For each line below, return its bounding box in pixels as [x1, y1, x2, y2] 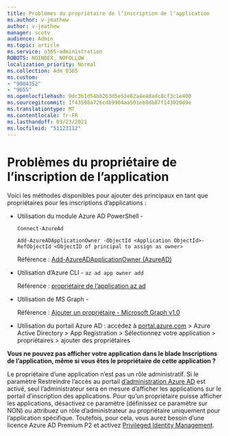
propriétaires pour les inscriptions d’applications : [7, 199, 147, 207]
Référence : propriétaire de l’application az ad [16, 282, 146, 290]
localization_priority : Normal [7, 61, 97, 68]
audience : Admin [7, 36, 53, 43]
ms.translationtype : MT [7, 106, 75, 112]
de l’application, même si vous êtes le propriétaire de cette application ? [7, 357, 216, 365]
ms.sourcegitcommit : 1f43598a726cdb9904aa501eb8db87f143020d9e [7, 99, 192, 106]
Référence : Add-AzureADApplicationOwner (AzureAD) [16, 255, 173, 264]
